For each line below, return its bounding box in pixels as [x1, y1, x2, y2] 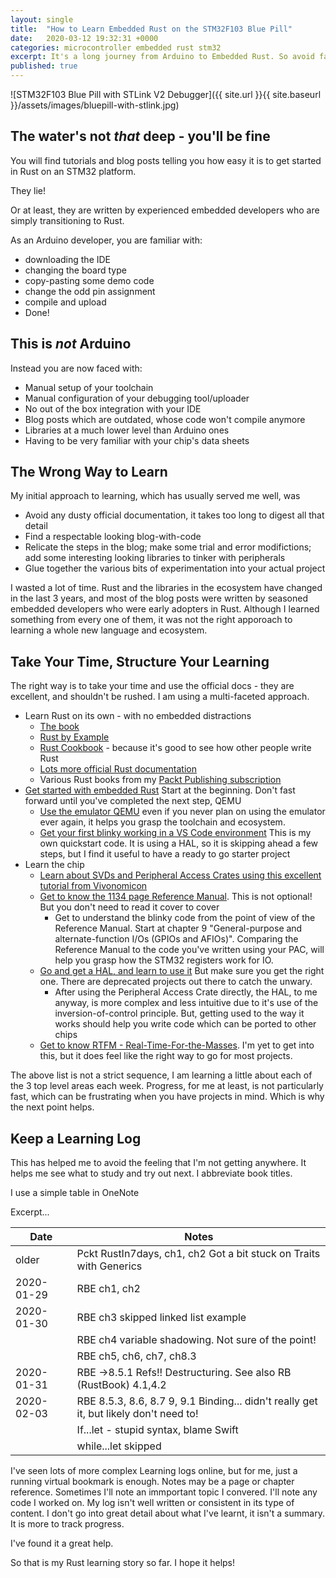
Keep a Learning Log [10, 1130, 142, 1147]
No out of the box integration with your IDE [24, 402, 202, 415]
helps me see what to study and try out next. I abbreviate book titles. [10, 1167, 293, 1180]
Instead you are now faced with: [10, 362, 143, 374]
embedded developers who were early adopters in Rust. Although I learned [10, 603, 320, 615]
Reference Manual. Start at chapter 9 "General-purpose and [54, 922, 303, 935]
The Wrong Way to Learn [10, 464, 168, 481]
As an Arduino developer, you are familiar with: [10, 234, 203, 246]
